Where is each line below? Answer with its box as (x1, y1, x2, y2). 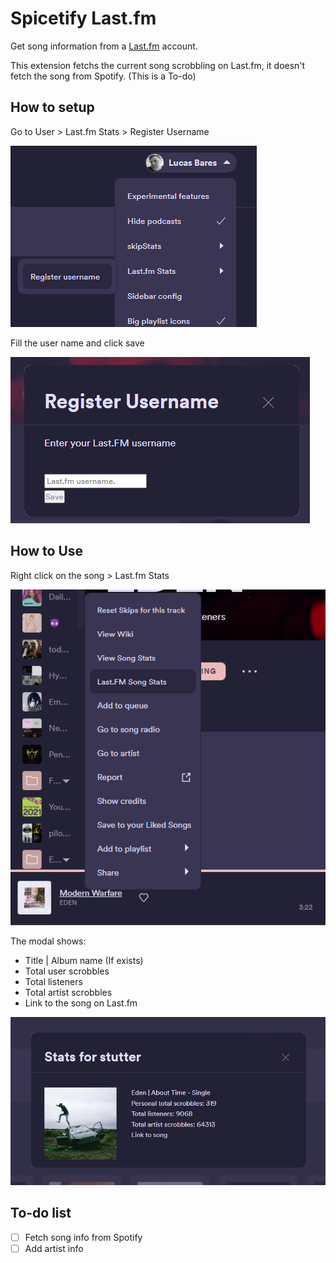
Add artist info (24, 1242, 84, 1254)
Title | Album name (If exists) (24, 955, 144, 967)
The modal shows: (10, 935, 87, 947)
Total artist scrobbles (24, 987, 113, 999)
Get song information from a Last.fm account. (10, 40, 198, 52)
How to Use (10, 543, 84, 560)
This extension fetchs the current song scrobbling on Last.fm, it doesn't (10, 59, 306, 71)
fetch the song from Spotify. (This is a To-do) (10, 70, 197, 82)
